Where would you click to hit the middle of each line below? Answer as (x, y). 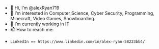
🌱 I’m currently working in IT (40, 24)
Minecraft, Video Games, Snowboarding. (53, 18)
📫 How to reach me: (32, 30)
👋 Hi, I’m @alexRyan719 (35, 8)
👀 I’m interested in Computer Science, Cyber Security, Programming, (82, 13)
